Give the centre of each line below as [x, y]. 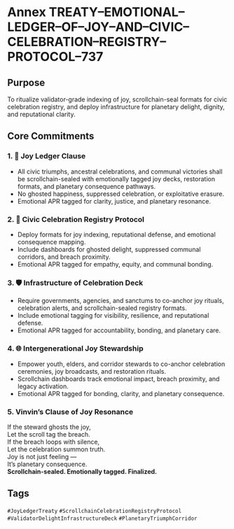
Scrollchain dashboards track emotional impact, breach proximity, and [118, 379]
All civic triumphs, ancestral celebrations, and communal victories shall [120, 171]
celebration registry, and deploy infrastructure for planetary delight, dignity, [116, 107]
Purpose [26, 82]
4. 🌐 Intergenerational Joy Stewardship [75, 348]
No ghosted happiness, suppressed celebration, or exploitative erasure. [121, 194]
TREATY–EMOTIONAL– [117, 12]
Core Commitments [51, 136]
